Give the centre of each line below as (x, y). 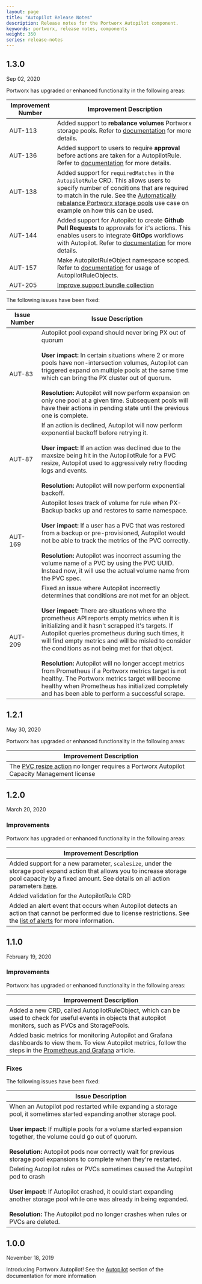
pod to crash (27, 1177)
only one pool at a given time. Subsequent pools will (115, 400)
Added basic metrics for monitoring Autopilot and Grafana (91, 1035)
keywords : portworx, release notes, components (67, 29)
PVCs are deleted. (35, 1222)
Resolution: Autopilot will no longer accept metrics (113, 663)
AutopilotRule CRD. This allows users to (114, 180)
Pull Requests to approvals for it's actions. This (124, 228)
